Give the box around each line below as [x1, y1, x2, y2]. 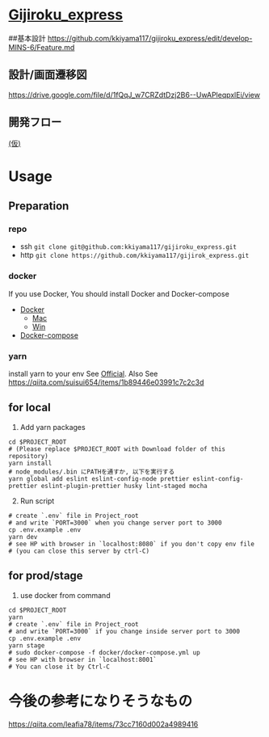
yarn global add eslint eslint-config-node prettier [8, 474, 190, 482]
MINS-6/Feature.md [8, 42, 75, 52]
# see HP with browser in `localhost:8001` [8, 655, 158, 663]
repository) [8, 452, 48, 460]
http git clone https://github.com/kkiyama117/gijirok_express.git [19, 251, 250, 260]
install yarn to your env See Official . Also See [8, 369, 158, 379]
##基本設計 [8, 33, 46, 43]
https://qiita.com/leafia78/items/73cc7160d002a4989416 [8, 719, 199, 729]
